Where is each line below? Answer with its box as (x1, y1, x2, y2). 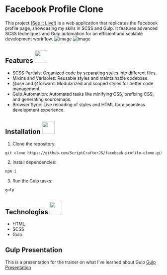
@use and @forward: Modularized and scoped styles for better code (12, 80, 154, 86)
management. (12, 86, 41, 92)
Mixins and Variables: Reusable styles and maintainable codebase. (12, 75, 149, 81)
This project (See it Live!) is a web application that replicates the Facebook (5, 20, 158, 26)
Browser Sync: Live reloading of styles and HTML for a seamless (12, 101, 145, 108)
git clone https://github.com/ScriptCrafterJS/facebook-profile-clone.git (5, 150, 164, 155)
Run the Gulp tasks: (12, 178, 53, 184)
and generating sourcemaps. (12, 96, 72, 102)
